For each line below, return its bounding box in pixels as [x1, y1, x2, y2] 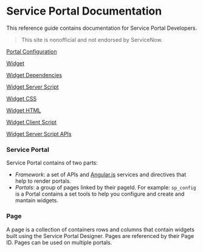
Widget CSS [6, 95, 37, 102]
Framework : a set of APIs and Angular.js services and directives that [15, 171, 187, 179]
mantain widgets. [15, 197, 59, 204]
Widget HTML [6, 106, 41, 114]
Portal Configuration [6, 47, 57, 55]
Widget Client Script [6, 118, 57, 126]
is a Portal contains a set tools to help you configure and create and [15, 190, 185, 198]
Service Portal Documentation [6, 4, 162, 18]
